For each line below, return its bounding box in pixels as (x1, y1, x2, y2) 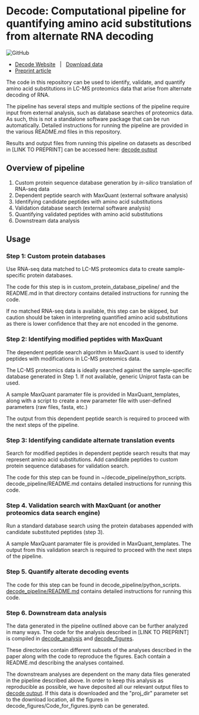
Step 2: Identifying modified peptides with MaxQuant (6, 335, 163, 344)
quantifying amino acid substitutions (6, 17, 192, 30)
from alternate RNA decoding (6, 30, 154, 43)
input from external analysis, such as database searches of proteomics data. (6, 109, 194, 116)
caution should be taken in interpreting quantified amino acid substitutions (6, 314, 188, 321)
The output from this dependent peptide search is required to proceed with (6, 415, 190, 422)
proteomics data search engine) (6, 508, 100, 517)
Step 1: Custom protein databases (6, 252, 106, 260)
